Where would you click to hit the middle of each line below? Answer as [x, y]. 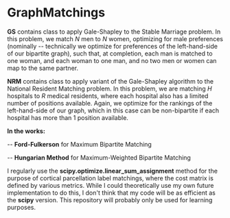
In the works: [26, 131]
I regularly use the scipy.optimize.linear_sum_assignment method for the [113, 171]
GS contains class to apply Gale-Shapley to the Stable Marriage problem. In [114, 32]
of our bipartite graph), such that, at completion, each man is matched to [110, 53]
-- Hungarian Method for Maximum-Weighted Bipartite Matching [99, 157]
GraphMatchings [56, 13]
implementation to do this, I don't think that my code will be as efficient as [112, 193]
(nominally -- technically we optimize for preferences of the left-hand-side [113, 46]
